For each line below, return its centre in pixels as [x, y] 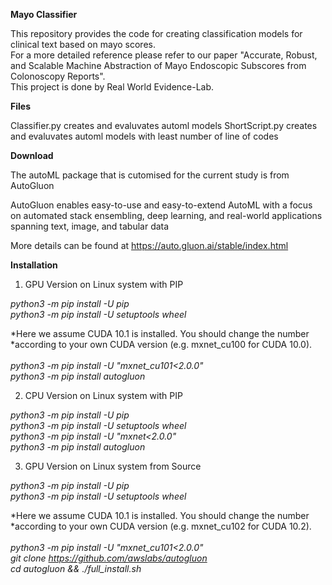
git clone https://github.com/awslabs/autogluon [109, 558]
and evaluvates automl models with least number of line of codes [144, 136]
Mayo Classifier [44, 14]
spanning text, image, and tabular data [90, 226]
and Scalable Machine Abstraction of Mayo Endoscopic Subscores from [158, 65]
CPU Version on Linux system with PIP [103, 395]
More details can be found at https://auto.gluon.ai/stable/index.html [149, 245]
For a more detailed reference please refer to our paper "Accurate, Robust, [164, 55]
